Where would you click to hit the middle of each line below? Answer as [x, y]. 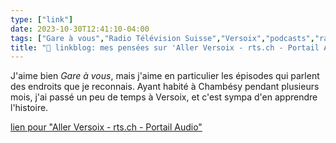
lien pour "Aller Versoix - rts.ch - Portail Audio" [106, 127]
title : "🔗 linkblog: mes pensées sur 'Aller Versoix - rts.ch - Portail [165, 47]
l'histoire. [29, 108]
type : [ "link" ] [42, 19]
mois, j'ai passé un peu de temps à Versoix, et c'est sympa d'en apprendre [164, 97]
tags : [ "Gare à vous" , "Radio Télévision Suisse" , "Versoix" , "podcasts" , [162, 38]
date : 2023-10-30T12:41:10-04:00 [80, 29]
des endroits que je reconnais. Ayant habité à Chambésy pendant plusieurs [165, 87]
